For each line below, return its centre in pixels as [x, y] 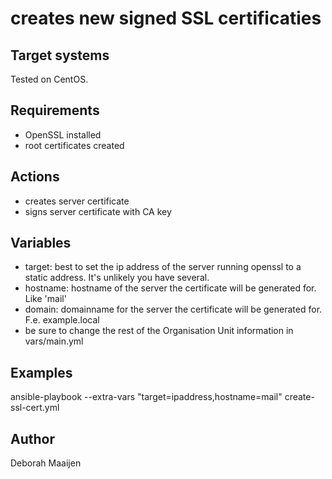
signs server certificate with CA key [98, 211]
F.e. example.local [62, 320]
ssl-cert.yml [35, 408]
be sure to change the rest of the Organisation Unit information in [159, 331]
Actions [35, 177]
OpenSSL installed [63, 134]
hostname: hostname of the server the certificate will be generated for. [170, 288]
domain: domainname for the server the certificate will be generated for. [173, 309]
